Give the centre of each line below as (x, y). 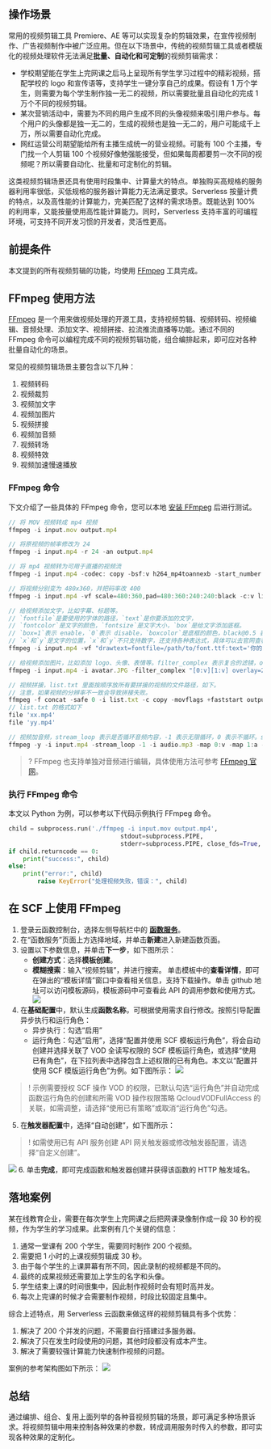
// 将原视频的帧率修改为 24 (49, 544)
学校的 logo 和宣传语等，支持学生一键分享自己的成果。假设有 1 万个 (139, 82)
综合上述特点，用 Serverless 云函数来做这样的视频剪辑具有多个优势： (124, 1313)
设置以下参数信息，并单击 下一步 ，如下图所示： (98, 949)
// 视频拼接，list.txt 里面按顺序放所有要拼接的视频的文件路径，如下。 (114, 685)
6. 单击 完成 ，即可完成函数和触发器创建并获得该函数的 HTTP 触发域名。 (136, 1169)
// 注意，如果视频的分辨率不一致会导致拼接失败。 (80, 693)
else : (17, 866)
